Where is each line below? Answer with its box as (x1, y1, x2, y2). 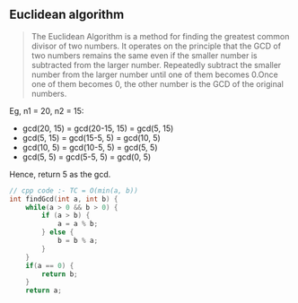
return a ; (25, 286, 63, 295)
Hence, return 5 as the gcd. (9, 169, 111, 179)
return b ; (41, 269, 78, 279)
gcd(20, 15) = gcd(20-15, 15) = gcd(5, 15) (22, 123, 174, 134)
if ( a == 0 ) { (25, 261, 74, 270)
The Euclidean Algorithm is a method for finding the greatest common (31, 30, 290, 41)
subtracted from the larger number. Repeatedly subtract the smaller (31, 59, 282, 70)
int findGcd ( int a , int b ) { (9, 195, 118, 203)
